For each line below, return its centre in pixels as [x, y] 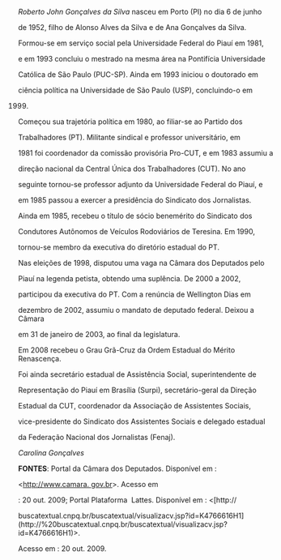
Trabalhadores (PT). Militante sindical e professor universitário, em [129, 137]
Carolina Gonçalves [51, 453]
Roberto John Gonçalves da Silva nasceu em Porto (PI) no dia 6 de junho [140, 12]
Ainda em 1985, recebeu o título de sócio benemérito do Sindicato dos [135, 216]
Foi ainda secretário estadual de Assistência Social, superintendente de [137, 374]
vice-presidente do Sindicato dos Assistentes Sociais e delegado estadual [142, 421]
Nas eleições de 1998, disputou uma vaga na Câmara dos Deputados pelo [141, 263]
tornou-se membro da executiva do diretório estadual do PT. [119, 247]
